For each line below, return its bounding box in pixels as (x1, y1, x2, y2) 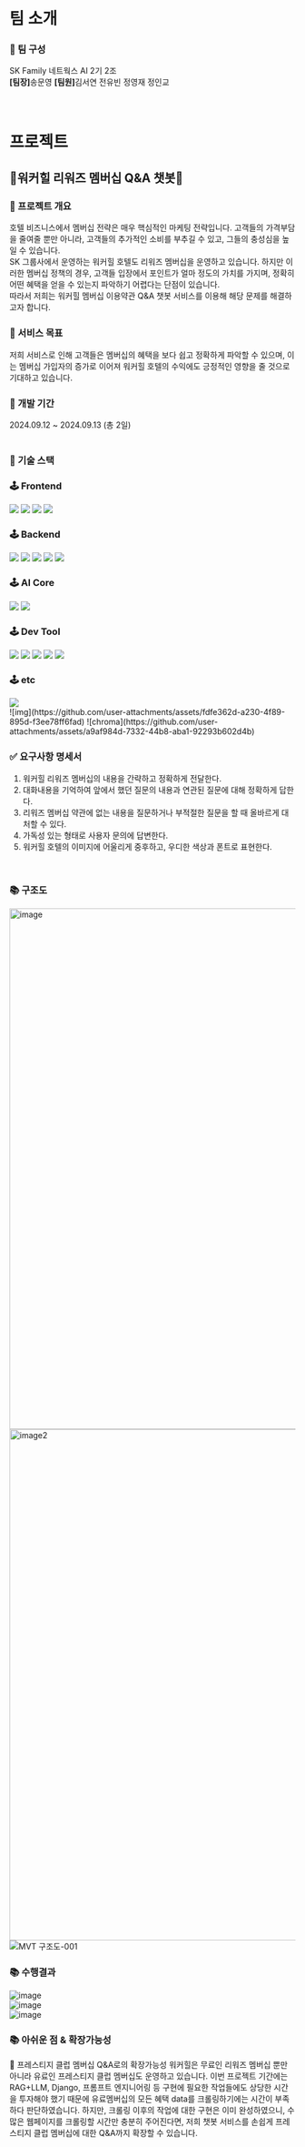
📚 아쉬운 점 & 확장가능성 (9, 2034, 112, 2047)
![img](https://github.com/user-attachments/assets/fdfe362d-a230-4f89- (9, 707, 286, 718)
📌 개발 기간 (9, 397, 54, 409)
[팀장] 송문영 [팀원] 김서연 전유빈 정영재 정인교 (9, 76, 170, 87)
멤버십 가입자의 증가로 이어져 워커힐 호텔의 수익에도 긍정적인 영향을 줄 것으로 (18, 360, 290, 371)
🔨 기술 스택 (9, 454, 54, 467)
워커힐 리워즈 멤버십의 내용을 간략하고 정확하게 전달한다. (22, 772, 222, 783)
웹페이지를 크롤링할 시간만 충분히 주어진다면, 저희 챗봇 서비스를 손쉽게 (25, 2116, 274, 2127)
